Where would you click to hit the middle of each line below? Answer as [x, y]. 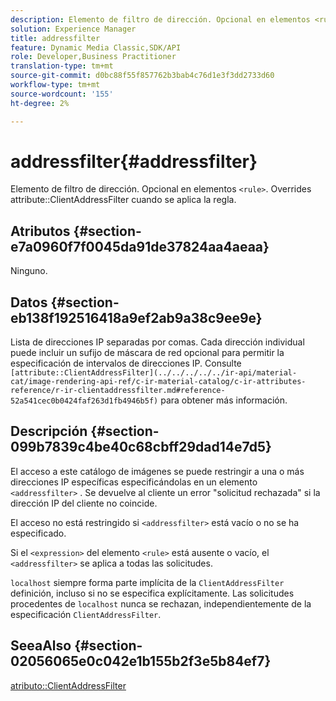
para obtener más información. [224, 400]
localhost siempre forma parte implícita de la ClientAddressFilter [147, 582]
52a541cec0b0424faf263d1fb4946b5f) [84, 401]
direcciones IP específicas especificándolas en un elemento [134, 482]
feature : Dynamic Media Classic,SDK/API [96, 47]
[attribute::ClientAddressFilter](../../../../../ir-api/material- [154, 373]
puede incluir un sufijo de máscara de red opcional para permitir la [147, 353]
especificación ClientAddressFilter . [86, 614]
